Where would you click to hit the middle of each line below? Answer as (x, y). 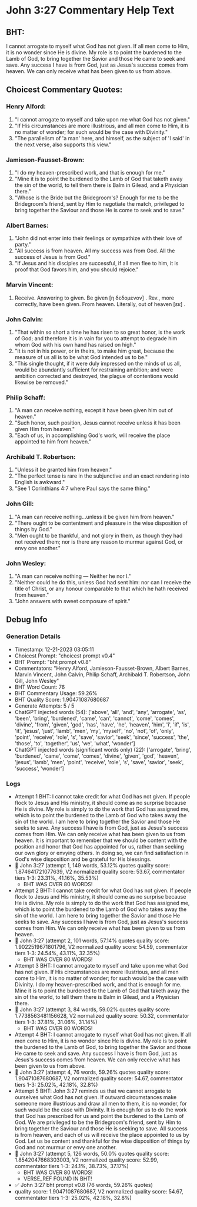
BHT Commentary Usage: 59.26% (56, 693)
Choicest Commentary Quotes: (64, 90)
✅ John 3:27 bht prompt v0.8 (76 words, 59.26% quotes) (84, 1185)
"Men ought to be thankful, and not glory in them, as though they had (98, 535)
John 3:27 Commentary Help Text (90, 10)
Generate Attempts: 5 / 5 (44, 706)
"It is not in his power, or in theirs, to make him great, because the (94, 351)
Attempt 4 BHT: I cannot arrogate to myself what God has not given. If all (103, 1035)
